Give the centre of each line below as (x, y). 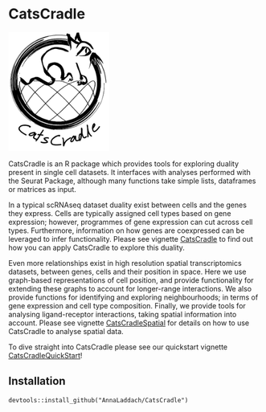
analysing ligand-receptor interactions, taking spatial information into (123, 315)
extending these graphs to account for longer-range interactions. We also (130, 289)
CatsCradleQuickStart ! (45, 356)
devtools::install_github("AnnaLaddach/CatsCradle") (98, 401)
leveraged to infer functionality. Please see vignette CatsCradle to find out (131, 239)
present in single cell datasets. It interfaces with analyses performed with (129, 173)
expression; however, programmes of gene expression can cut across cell (131, 222)
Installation (37, 381)
